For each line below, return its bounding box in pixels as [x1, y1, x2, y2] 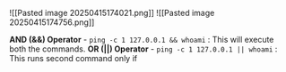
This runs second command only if [9, 53, 137, 63]
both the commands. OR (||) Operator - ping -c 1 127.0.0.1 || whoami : [9, 44, 278, 54]
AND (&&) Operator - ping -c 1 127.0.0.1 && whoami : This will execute [9, 35, 274, 44]
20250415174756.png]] [9, 17, 95, 28]
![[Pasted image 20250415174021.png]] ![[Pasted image [9, 8, 215, 18]
